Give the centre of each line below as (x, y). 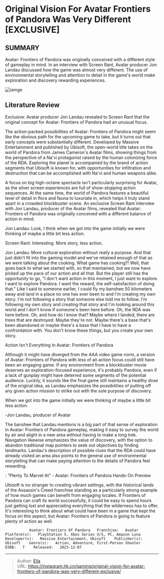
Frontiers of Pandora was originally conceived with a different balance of (78, 214)
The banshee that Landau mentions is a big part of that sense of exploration (81, 424)
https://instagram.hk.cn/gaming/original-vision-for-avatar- (87, 566)
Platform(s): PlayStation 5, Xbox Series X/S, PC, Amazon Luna (73, 534)
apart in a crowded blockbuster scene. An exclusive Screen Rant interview (80, 203)
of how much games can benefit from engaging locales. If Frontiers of (75, 495)
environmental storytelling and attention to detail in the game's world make (80, 75)
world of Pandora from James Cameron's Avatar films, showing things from (81, 152)
